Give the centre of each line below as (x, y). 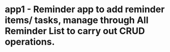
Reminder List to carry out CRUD (75, 31)
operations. (30, 42)
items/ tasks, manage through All (77, 20)
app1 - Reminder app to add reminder (85, 9)
